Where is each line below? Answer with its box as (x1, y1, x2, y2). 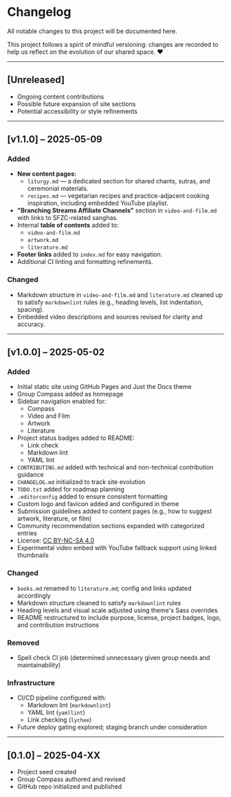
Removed (7, 638, 40, 647)
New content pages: (16, 170, 77, 178)
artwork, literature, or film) (16, 514, 92, 523)
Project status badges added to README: (16, 434, 135, 442)
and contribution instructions (16, 621, 100, 629)
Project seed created (16, 768, 77, 776)
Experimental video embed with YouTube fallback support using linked (16, 544, 217, 552)
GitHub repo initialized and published (16, 783, 122, 791)
